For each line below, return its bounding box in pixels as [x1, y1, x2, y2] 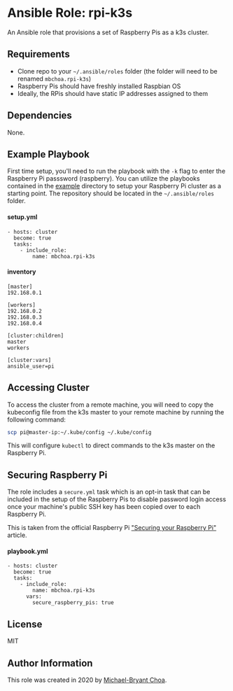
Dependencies [7, 110, 72, 122]
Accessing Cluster [7, 382, 90, 393]
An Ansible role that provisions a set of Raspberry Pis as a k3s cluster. [7, 28, 209, 36]
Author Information [7, 657, 93, 669]
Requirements [7, 48, 70, 60]
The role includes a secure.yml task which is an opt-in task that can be [7, 488, 211, 496]
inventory [7, 267, 36, 276]
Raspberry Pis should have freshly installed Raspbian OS [17, 82, 181, 90]
